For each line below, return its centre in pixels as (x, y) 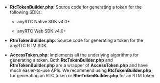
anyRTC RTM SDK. (29, 45)
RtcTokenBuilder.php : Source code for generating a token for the (76, 7)
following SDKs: (26, 12)
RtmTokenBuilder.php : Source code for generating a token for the (76, 40)
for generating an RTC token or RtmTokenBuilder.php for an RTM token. (82, 75)
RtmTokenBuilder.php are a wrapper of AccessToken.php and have (79, 65)
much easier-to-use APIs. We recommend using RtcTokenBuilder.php (80, 70)
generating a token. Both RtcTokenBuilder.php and (61, 60)
